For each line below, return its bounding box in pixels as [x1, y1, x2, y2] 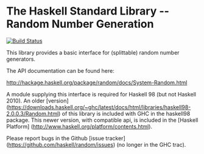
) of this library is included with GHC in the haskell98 [58, 110, 191, 117]
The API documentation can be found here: [6, 67, 114, 74]
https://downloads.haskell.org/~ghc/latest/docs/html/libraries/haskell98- [8, 103, 191, 110]
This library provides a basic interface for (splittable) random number [6, 49, 180, 56]
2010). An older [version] [6, 97, 69, 104]
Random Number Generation [6, 17, 154, 31]
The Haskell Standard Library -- [6, 4, 169, 18]
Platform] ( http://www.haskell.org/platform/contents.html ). [6, 122, 153, 130]
